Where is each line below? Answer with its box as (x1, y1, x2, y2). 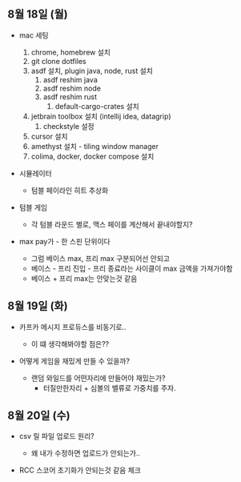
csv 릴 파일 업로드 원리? (18, 432, 94, 441)
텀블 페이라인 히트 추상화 (30, 185, 109, 195)
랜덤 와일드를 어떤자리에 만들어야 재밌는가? (30, 373, 166, 383)
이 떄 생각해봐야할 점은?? (30, 339, 110, 348)
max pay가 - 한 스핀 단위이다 (18, 236, 110, 246)
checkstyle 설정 (42, 121, 94, 131)
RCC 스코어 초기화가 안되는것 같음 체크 (18, 465, 142, 475)
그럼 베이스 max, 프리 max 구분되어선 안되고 (30, 253, 170, 263)
